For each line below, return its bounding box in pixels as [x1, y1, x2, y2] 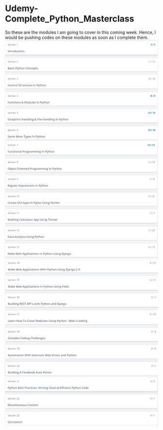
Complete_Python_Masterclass [5, 13, 134, 24]
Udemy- [5, 3, 38, 14]
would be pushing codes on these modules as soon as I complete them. [5, 35, 149, 40]
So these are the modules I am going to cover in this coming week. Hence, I [5, 29, 156, 35]
